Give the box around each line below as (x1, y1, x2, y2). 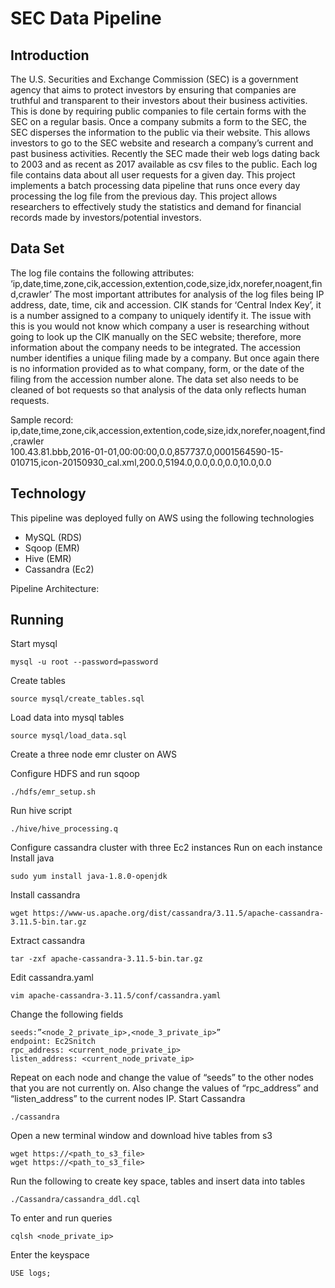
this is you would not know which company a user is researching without (10, 320, 310, 332)
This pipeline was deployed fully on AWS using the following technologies (10, 512, 315, 524)
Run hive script (10, 805, 73, 817)
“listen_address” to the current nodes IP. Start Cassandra (10, 1093, 246, 1105)
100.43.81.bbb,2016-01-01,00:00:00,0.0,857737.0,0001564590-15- (10, 445, 284, 457)
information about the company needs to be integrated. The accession (10, 341, 302, 353)
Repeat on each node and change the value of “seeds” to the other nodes (10, 1072, 314, 1084)
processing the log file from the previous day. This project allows (10, 190, 278, 202)
